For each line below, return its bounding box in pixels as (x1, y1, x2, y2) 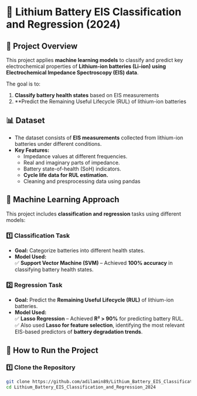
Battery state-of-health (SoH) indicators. (23, 165, 121, 172)
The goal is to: (6, 80, 41, 87)
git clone (6, 378, 30, 384)
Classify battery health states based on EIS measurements (14, 92, 159, 98)
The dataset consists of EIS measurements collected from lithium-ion (14, 134, 184, 141)
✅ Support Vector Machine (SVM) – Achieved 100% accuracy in (14, 259, 173, 266)
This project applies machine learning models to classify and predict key (6, 57, 184, 63)
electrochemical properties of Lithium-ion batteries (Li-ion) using (6, 63, 166, 70)
